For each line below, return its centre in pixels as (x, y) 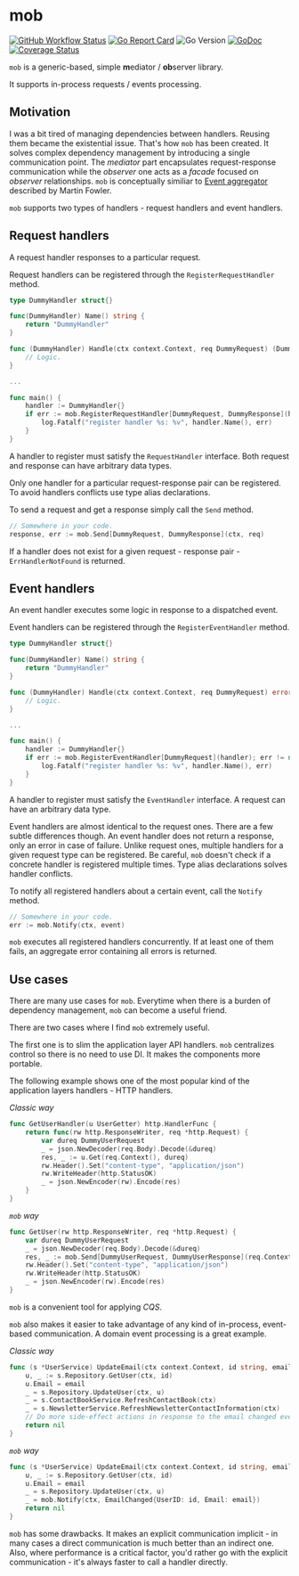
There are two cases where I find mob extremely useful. (110, 1028)
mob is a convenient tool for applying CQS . (86, 1307)
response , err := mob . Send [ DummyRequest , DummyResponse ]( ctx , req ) (137, 534)
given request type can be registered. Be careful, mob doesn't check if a (140, 854)
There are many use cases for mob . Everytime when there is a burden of (140, 1001)
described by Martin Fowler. (61, 190)
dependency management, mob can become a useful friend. (118, 1010)
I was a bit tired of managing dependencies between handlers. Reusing (139, 134)
